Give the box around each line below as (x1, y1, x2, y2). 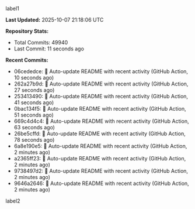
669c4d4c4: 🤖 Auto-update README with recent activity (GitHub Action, (13, 118, 189, 125)
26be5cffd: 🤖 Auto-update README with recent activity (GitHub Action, (13, 130, 186, 137)
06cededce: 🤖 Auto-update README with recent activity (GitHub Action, (13, 68, 188, 75)
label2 (5, 197, 20, 204)
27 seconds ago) (13, 87, 55, 93)
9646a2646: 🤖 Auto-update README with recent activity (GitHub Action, (13, 180, 189, 187)
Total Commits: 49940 (13, 39, 68, 46)
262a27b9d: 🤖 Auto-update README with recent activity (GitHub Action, (13, 80, 189, 87)
